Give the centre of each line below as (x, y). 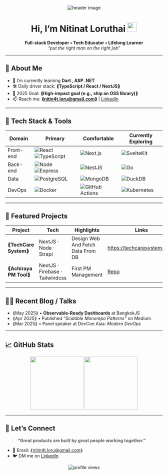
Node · (47, 248)
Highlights (87, 230)
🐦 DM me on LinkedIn (35, 455)
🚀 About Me (24, 68)
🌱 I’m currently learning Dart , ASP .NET (53, 80)
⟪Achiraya (20, 268)
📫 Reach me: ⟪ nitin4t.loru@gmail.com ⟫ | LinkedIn (65, 99)
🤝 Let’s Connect (30, 428)
